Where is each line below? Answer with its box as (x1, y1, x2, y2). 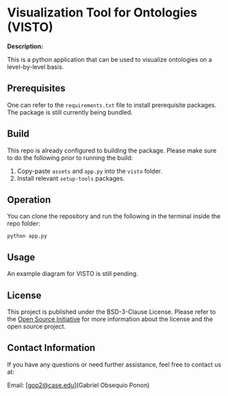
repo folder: (7, 220, 40, 228)
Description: (7, 42, 43, 50)
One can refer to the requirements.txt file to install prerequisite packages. (7, 101, 217, 109)
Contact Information (7, 342, 96, 354)
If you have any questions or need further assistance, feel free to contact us (7, 360, 222, 369)
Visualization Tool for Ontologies (7, 5, 197, 21)
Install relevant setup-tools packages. (16, 174, 125, 183)
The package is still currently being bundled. (7, 108, 133, 116)
